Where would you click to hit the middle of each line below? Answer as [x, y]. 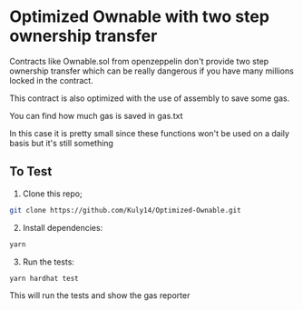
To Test [31, 171]
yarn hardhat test [44, 278]
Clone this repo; [53, 194]
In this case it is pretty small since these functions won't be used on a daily [150, 133]
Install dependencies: [63, 227]
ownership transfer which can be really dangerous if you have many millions [152, 71]
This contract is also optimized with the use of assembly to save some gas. [150, 98]
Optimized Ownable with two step [140, 17]
